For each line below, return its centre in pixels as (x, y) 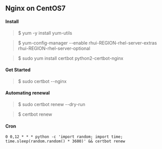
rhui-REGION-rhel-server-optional (54, 48)
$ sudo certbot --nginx (42, 81)
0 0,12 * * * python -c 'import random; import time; (64, 137)
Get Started (18, 70)
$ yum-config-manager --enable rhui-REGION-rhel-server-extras (87, 42)
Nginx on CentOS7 (35, 8)
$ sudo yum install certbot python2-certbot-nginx (70, 58)
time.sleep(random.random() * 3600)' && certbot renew (65, 141)
